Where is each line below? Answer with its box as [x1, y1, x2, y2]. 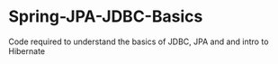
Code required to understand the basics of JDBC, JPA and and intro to [8, 36, 269, 47]
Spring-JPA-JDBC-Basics [8, 6, 203, 27]
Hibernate [8, 45, 46, 56]
